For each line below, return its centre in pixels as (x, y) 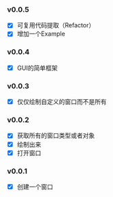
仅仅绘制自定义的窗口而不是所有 (62, 102)
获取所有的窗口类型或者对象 (56, 135)
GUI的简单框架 (37, 68)
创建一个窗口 (35, 187)
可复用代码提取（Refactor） (56, 25)
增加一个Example (41, 34)
